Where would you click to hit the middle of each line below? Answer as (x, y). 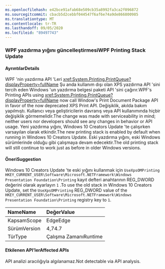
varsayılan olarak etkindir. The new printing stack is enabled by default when (82, 132)
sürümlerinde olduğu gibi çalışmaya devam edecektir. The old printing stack (82, 142)
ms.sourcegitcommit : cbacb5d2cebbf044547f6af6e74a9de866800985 (72, 14)
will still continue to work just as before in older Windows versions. (73, 148)
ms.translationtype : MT (30, 19)
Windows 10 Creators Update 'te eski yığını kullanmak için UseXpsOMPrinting (82, 170)
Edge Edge (58, 220)
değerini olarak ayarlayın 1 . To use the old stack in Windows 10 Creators (79, 185)
